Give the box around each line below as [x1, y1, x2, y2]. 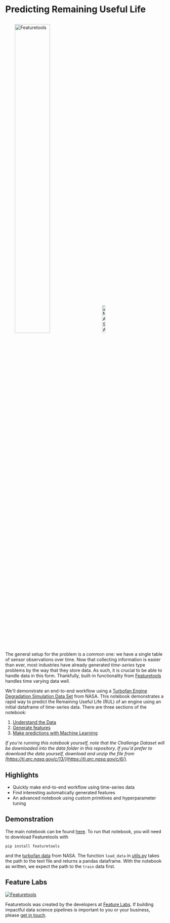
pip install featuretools [5, 843, 60, 848]
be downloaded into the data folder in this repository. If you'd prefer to [5, 745, 153, 751]
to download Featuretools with [5, 834, 69, 840]
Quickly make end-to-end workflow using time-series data [12, 784, 135, 790]
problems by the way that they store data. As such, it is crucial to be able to [5, 668, 162, 674]
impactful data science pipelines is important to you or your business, [5, 906, 150, 913]
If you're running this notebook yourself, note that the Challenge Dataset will [5, 740, 165, 746]
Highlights [5, 770, 39, 779]
